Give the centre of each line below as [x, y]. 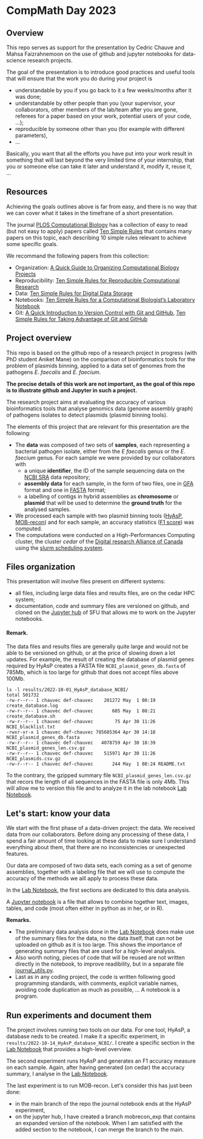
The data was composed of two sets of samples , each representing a [102, 445]
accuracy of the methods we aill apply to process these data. [82, 878]
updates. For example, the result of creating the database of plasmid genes [100, 659]
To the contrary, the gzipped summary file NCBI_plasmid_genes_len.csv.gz [99, 775]
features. [18, 854]
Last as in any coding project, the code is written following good [95, 977]
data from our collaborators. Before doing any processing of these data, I [98, 835]
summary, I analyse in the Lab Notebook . [57, 1074]
